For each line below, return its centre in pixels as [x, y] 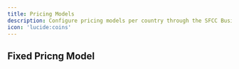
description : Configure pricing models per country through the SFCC [113, 21]
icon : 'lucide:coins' [39, 27]
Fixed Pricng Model [51, 56]
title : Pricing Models [41, 14]
